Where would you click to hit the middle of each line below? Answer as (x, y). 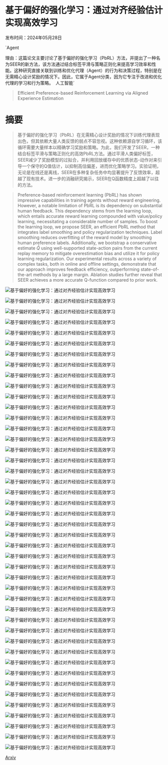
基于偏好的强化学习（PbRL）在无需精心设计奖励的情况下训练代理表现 (88, 135)
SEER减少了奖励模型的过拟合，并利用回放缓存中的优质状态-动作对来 (87, 160)
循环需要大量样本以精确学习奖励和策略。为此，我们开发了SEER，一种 (88, 147)
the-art (25, 274)
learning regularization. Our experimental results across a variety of (87, 259)
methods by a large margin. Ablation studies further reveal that (98, 274)
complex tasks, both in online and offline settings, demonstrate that (87, 264)
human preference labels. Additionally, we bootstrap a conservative (87, 243)
